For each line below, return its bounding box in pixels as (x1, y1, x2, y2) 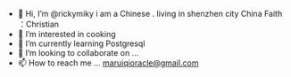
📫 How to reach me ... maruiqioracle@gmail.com (17, 58, 199, 68)
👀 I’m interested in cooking (17, 29, 116, 39)
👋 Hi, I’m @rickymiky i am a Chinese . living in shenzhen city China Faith (17, 9, 283, 19)
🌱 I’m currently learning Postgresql (17, 38, 145, 49)
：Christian (17, 19, 60, 29)
